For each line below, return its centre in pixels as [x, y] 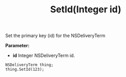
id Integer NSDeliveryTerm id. [44, 55]
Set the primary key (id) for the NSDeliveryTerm [55, 36]
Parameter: [17, 46]
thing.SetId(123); [25, 70]
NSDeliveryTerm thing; [29, 65]
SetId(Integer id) [86, 9]
